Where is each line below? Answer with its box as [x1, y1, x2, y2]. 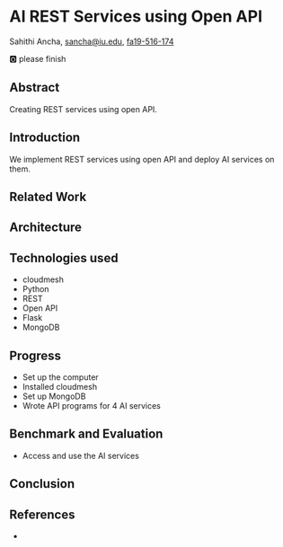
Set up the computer [22, 371, 99, 383]
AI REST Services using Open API [9, 6, 263, 27]
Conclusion [9, 476, 75, 491]
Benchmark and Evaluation [9, 427, 164, 442]
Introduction [9, 130, 81, 146]
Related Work [9, 189, 87, 204]
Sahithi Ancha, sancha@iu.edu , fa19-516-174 [9, 36, 174, 47]
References [9, 507, 75, 522]
